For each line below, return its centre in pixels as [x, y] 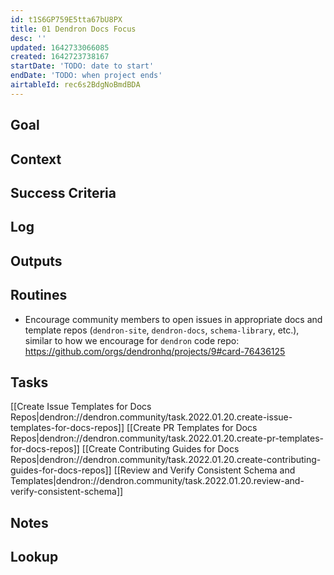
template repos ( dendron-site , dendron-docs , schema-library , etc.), [162, 330]
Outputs [36, 261]
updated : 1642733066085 [60, 47]
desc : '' [28, 38]
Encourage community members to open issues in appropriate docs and [173, 319]
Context [36, 159]
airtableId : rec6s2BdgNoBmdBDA [75, 85]
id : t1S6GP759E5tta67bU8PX [66, 19]
